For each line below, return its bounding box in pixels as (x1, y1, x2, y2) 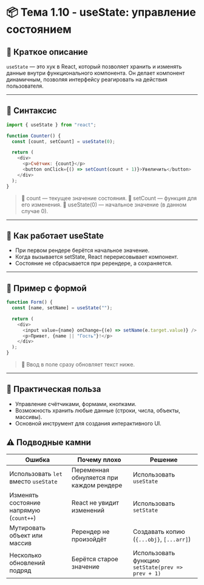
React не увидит (72, 498, 120, 506)
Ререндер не (72, 527, 110, 536)
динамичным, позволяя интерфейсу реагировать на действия (6, 76, 168, 83)
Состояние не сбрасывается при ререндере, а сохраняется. (15, 260, 173, 267)
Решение (149, 455, 178, 464)
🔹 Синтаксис (6, 105, 57, 116)
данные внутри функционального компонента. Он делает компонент (6, 69, 185, 77)
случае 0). (21, 207, 49, 214)
